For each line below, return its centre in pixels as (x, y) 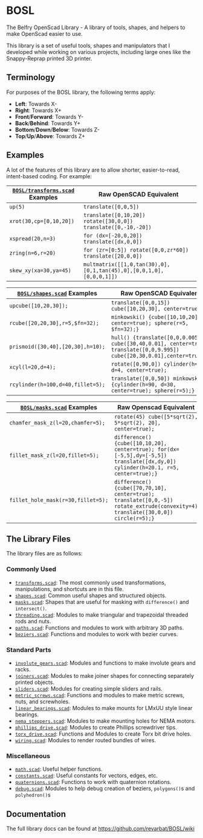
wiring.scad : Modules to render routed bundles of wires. (85, 740)
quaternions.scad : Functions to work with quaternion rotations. (93, 782)
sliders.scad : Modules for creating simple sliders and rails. (89, 688)
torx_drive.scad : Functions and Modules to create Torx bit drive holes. (103, 734)
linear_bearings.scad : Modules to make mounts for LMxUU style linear (104, 708)
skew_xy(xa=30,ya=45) (40, 270)
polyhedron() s (33, 795)
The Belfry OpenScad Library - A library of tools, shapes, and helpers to (96, 27)
